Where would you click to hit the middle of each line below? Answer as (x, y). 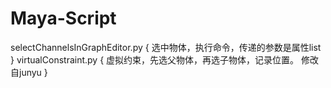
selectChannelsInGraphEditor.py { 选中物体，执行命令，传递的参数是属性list (166, 47)
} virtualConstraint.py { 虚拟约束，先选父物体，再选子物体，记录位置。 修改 (164, 59)
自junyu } (29, 72)
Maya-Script (63, 18)
